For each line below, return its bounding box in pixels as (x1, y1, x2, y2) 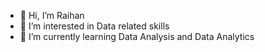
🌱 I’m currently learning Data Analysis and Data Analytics (19, 31, 255, 42)
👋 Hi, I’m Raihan (19, 10, 85, 21)
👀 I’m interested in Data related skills (19, 20, 170, 32)
